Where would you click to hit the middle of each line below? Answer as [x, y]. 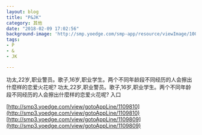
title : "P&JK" [24, 17]
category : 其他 [24, 23]
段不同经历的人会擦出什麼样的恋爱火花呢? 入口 [64, 94]
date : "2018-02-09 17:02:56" [43, 28]
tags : [13, 40]
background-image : [29, 34]
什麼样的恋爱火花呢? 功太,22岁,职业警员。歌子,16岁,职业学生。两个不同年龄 [99, 87]
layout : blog [23, 12]
